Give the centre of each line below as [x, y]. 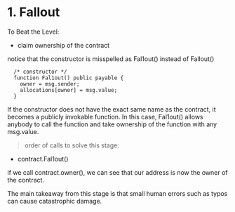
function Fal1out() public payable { [69, 78]
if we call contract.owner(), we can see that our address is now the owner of [117, 172]
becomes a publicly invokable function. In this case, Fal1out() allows [105, 117]
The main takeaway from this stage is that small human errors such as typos [117, 193]
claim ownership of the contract [63, 45]
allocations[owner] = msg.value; [69, 90]
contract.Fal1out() [43, 159]
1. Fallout [34, 12]
